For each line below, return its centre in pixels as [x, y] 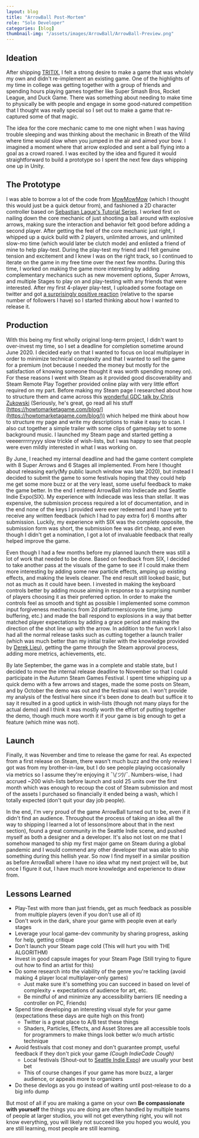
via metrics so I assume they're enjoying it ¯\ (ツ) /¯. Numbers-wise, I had [94, 775]
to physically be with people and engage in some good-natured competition [99, 104]
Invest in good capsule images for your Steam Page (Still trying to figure [103, 959]
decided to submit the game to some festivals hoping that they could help [96, 477]
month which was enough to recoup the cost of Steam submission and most [99, 788]
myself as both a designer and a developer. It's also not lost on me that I [94, 837]
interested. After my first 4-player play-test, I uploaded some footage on [94, 287]
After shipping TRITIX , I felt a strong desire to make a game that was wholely [100, 72]
